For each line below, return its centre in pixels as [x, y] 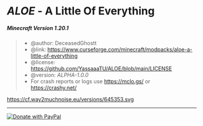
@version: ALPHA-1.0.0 [60, 75]
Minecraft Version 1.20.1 [38, 28]
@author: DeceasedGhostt [64, 43]
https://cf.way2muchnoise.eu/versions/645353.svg [70, 100]
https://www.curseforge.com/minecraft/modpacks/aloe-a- [120, 50]
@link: [38, 50]
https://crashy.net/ [54, 88]
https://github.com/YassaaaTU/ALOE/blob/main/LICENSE [101, 69]
